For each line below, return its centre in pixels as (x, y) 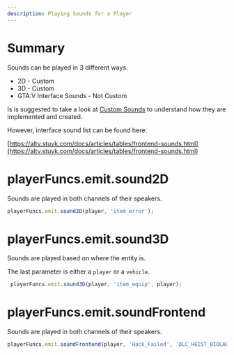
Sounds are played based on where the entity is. (77, 258)
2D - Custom (36, 81)
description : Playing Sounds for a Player (70, 14)
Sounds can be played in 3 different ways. (68, 68)
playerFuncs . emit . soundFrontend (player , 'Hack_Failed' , (90, 345)
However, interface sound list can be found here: (77, 130)
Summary (36, 48)
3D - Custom (36, 88)
